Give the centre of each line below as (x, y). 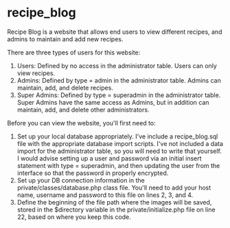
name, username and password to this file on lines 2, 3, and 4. (105, 195)
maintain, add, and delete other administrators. (83, 110)
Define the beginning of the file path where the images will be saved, (114, 202)
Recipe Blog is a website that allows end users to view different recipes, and (115, 32)
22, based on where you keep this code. (74, 217)
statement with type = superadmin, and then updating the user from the (118, 165)
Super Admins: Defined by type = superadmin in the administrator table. (119, 95)
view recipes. (36, 73)
